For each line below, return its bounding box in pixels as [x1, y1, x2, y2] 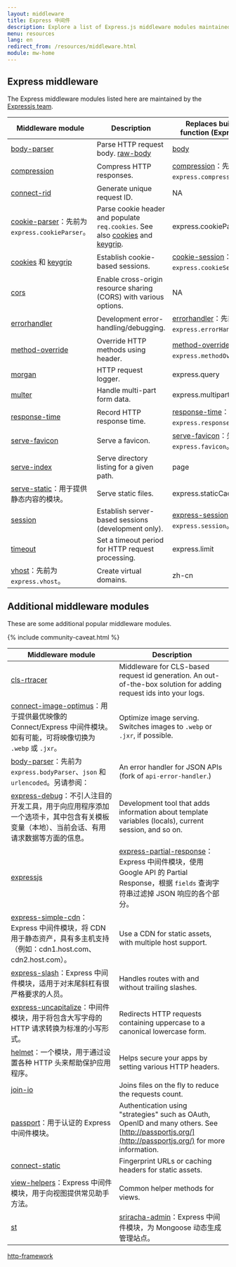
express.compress [171, 173, 230, 180]
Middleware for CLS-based [119, 661, 209, 671]
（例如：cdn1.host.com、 [11, 944, 96, 954]
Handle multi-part [96, 385, 157, 395]
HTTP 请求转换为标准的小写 [11, 1023, 103, 1033]
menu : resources [7, 30, 55, 37]
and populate [96, 212, 140, 222]
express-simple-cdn [11, 912, 81, 922]
